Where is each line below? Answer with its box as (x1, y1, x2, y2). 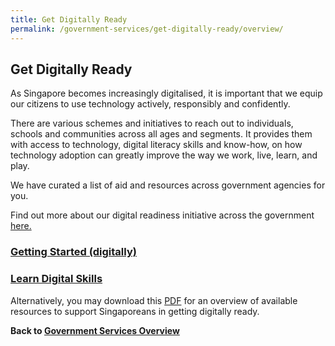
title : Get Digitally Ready (10, 14, 128, 25)
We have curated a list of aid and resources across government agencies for (10, 179, 326, 191)
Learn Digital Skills (10, 272, 103, 286)
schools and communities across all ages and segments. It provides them (10, 128, 313, 140)
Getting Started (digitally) (10, 245, 137, 259)
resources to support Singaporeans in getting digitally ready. (10, 305, 260, 317)
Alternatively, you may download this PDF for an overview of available (10, 294, 298, 306)
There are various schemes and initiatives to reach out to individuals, (10, 117, 294, 130)
